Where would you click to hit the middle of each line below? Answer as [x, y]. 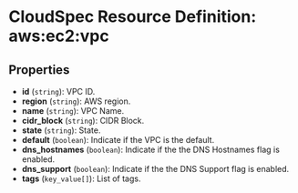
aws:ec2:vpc [59, 36]
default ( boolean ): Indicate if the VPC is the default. [118, 140]
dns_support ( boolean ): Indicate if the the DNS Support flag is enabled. [155, 169]
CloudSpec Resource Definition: [133, 17]
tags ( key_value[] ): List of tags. [81, 178]
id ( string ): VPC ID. [58, 91]
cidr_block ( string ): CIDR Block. [83, 121]
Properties [39, 70]
